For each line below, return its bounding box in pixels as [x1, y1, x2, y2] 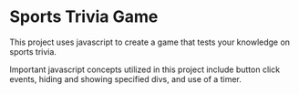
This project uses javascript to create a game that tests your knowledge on [9, 37, 290, 47]
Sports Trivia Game [9, 6, 159, 27]
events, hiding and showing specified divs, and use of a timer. [9, 73, 242, 84]
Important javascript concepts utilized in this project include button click [9, 64, 281, 75]
